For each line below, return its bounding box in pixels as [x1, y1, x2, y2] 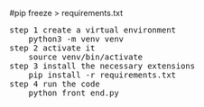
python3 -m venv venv [28, 34, 125, 44]
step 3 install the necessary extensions [9, 61, 196, 71]
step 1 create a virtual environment [9, 25, 177, 35]
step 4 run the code [9, 79, 101, 89]
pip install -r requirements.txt [28, 70, 177, 80]
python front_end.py [28, 88, 119, 98]
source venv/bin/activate [28, 52, 144, 62]
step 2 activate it [9, 43, 96, 53]
